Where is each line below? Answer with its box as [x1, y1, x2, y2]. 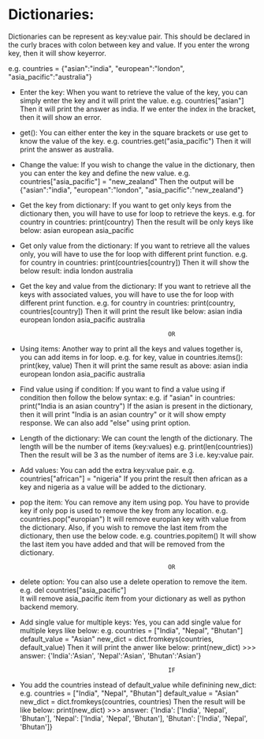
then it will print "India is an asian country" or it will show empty [19, 409, 226, 419]
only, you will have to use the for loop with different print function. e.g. [19, 249, 248, 258]
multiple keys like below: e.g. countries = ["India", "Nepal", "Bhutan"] [19, 625, 244, 635]
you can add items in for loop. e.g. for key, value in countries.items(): [19, 352, 243, 362]
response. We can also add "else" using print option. [19, 418, 191, 427]
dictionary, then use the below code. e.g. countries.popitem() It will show [19, 531, 257, 540]
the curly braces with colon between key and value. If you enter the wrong [8, 39, 250, 49]
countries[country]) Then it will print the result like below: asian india [19, 306, 243, 316]
